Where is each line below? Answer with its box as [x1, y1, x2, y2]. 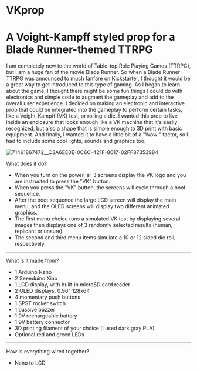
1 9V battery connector [14, 319, 70, 326]
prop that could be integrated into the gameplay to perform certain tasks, [6, 106, 183, 113]
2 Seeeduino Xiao [14, 275, 57, 282]
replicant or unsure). [14, 228, 64, 235]
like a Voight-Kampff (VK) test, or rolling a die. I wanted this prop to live [6, 112, 178, 119]
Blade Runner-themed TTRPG [6, 43, 154, 56]
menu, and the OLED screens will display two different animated [14, 203, 169, 210]
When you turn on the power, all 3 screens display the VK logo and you [14, 172, 186, 179]
